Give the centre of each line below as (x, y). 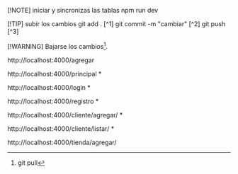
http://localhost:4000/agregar (51, 60)
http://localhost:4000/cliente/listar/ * (61, 128)
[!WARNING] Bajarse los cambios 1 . (58, 46)
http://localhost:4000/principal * (55, 74)
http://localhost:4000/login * (49, 87)
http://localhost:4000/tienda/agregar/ (62, 142)
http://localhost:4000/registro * (53, 101)
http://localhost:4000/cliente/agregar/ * (65, 115)
